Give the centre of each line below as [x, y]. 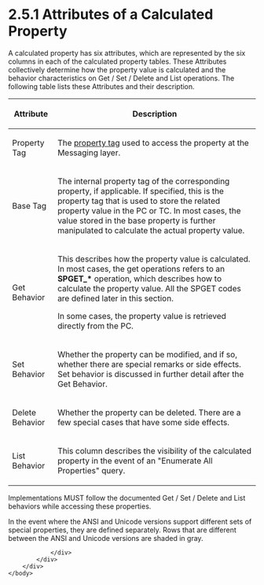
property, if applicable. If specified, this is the [141, 191]
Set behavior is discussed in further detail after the [151, 374]
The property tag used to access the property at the [153, 143]
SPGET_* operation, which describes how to [140, 279]
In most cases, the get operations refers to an [141, 268]
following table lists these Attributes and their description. [101, 86]
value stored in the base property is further [137, 220]
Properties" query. [92, 470]
